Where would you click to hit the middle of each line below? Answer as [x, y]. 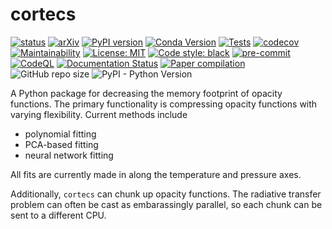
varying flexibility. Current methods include [99, 114]
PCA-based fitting [61, 144]
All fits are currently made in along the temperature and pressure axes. [156, 174]
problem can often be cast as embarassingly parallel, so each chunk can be [166, 204]
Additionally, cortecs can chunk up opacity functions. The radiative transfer [166, 194]
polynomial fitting [60, 134]
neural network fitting [69, 155]
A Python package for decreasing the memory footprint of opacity [146, 93]
